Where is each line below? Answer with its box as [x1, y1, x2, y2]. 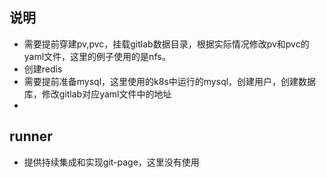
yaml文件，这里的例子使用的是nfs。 [23, 50, 171, 62]
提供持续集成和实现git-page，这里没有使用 [23, 156, 200, 168]
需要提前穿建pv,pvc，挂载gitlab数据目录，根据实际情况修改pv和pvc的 [23, 38, 310, 50]
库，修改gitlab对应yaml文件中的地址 [23, 88, 172, 100]
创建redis [23, 63, 63, 75]
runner [9, 128, 53, 145]
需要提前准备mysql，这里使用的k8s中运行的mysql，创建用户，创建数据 [23, 75, 317, 87]
